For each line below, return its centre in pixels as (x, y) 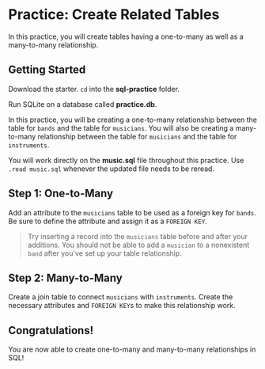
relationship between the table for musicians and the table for (137, 136)
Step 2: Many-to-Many (65, 278)
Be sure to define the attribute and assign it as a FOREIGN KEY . (108, 221)
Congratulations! (51, 330)
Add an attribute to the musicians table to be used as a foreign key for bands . (132, 212)
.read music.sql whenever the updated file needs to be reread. (112, 169)
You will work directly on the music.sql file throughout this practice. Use (126, 160)
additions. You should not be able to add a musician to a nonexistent (138, 245)
